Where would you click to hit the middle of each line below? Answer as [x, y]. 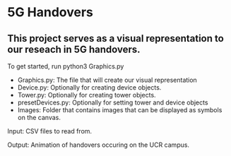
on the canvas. [39, 118]
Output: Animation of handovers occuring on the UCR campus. [98, 145]
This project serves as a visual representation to [115, 38]
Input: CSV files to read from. [50, 131]
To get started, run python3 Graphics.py [66, 66]
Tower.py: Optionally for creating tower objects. [87, 95]
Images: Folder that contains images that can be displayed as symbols [120, 110]
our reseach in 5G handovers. [74, 49]
